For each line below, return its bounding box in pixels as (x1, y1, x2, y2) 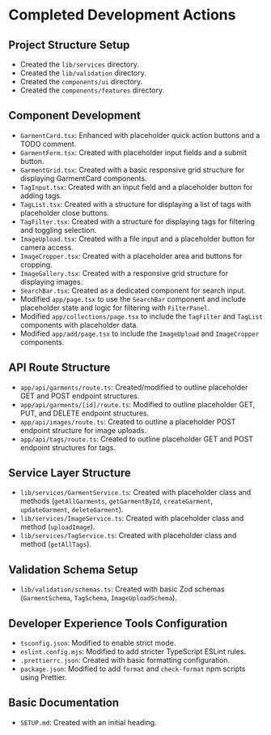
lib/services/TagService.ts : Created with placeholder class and (19, 531, 237, 540)
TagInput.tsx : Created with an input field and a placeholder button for (19, 182, 253, 191)
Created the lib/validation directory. (19, 68, 147, 78)
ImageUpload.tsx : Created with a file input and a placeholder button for (19, 234, 256, 243)
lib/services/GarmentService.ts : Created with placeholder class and (19, 488, 252, 497)
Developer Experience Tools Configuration (8, 617, 228, 630)
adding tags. (19, 191, 62, 200)
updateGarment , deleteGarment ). (19, 505, 124, 514)
